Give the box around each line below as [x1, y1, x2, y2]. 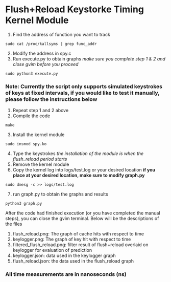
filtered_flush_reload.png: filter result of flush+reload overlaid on [12, 242, 149, 248]
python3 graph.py [5, 201, 42, 206]
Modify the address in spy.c [12, 50, 71, 56]
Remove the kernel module [12, 161, 69, 167]
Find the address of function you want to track [12, 31, 111, 37]
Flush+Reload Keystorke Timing [5, 4, 144, 15]
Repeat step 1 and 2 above [12, 107, 69, 114]
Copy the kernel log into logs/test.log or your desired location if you [12, 167, 156, 173]
